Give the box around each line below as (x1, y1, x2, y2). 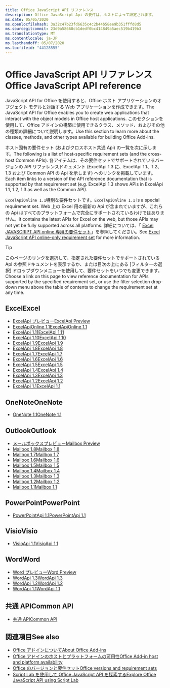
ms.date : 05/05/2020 (5, 17, 49, 22)
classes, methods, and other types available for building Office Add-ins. (5, 134, 155, 140)
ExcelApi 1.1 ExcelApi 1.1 (12, 383, 61, 390)
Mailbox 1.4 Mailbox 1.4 (12, 468, 60, 473)
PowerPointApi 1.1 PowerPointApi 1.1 (12, 512, 86, 518)
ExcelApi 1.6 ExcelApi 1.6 (12, 356, 63, 363)
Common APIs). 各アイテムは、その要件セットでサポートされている (15, 157, 155, 163)
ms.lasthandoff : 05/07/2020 (5, 41, 65, 46)
